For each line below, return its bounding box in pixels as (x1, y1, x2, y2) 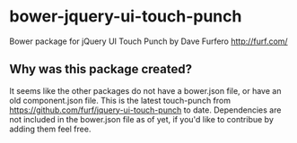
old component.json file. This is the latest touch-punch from (9, 95, 231, 105)
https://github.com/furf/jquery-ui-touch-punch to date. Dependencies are (9, 105, 282, 115)
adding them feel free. (9, 123, 92, 134)
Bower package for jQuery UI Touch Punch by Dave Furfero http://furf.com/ (9, 36, 289, 46)
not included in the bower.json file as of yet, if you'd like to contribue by (9, 114, 274, 124)
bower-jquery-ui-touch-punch (9, 6, 242, 27)
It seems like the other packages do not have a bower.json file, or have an (9, 85, 282, 96)
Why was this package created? (9, 62, 193, 77)
